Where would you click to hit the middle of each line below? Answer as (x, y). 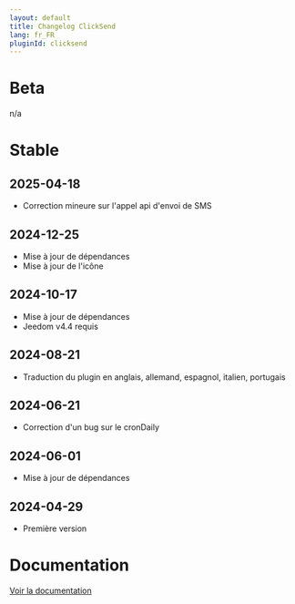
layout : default (40, 18)
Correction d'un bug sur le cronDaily (91, 427)
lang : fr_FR (32, 35)
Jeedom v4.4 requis (60, 326)
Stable (34, 150)
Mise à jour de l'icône (63, 266)
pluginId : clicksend (49, 43)
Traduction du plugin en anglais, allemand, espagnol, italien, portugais (154, 377)
